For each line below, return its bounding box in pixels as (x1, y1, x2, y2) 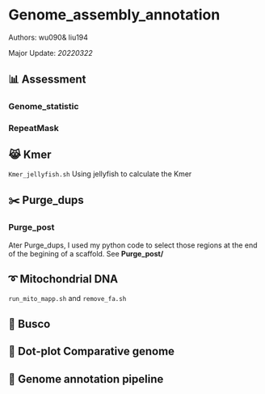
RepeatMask (8, 123, 59, 134)
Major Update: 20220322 (8, 48, 93, 57)
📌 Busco (8, 317, 51, 331)
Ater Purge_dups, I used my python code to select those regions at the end (8, 240, 258, 250)
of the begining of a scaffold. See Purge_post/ (8, 248, 164, 258)
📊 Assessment (8, 73, 86, 87)
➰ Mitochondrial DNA (8, 273, 119, 286)
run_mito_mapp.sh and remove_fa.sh (8, 294, 127, 303)
